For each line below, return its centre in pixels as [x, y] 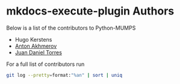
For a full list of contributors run [45, 64]
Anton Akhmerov [36, 46]
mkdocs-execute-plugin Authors [90, 11]
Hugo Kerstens [33, 39]
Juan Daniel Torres [38, 52]
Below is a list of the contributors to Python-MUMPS [71, 28]
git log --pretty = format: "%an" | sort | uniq [64, 75]
